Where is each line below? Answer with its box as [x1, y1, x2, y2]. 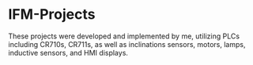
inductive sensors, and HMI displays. [8, 48, 129, 57]
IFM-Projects [8, 5, 96, 23]
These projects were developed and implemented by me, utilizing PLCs [8, 31, 240, 41]
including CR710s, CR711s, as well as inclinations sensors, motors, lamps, [8, 39, 246, 49]
